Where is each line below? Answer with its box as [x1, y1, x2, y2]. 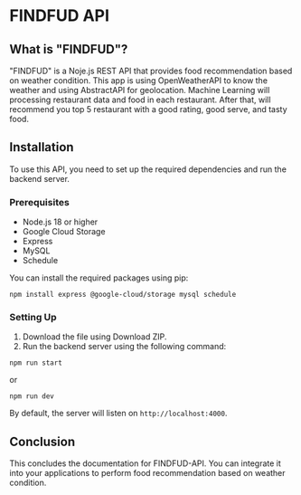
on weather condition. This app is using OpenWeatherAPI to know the [9, 75, 268, 86]
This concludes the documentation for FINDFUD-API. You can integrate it [9, 458, 282, 469]
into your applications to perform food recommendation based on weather [9, 468, 287, 479]
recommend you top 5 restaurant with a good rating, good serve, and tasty [9, 104, 287, 114]
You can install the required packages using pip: [9, 272, 189, 283]
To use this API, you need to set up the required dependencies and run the [9, 164, 287, 175]
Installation [9, 139, 74, 155]
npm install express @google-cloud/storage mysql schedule [9, 290, 237, 300]
